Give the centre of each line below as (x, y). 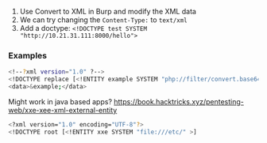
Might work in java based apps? (60, 101)
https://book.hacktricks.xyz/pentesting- (179, 101)
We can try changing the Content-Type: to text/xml (104, 20)
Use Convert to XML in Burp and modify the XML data (108, 11)
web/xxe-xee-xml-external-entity (63, 110)
